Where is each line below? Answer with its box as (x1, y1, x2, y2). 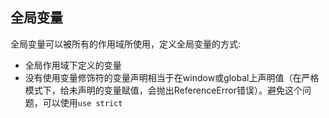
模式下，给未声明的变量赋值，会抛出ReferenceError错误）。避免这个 (24, 84, 303, 96)
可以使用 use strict (42, 96, 123, 108)
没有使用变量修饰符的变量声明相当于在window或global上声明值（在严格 (24, 71, 320, 83)
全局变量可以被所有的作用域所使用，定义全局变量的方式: (10, 38, 242, 50)
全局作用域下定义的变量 (24, 59, 122, 71)
